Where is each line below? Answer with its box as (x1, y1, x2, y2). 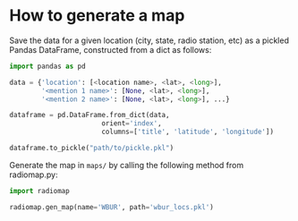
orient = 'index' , (101, 119, 163, 128)
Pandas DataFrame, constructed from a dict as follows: (9, 44, 212, 55)
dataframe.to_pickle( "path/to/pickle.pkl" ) (9, 144, 175, 153)
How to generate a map (9, 5, 185, 26)
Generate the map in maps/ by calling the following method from (9, 159, 244, 170)
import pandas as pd (9, 62, 87, 71)
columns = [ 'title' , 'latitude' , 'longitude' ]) (101, 127, 275, 137)
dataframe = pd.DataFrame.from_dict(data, (9, 111, 170, 120)
